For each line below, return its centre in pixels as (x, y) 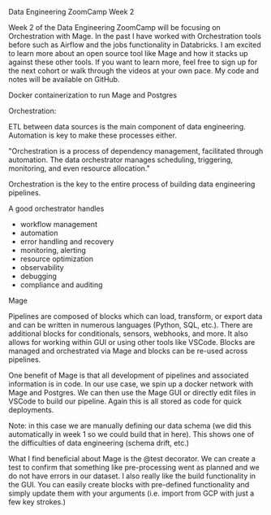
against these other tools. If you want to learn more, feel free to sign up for (133, 62)
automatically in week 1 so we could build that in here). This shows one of (131, 434)
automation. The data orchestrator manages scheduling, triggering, (121, 159)
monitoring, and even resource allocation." (79, 168)
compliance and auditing (61, 285)
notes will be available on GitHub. (64, 79)
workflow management (58, 224)
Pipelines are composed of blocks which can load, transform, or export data (135, 316)
